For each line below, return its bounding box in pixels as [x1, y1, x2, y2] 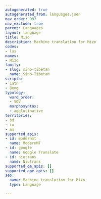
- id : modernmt [5, 136, 37, 141]
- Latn [5, 81, 19, 86]
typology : [5, 90, 26, 95]
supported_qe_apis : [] [5, 164, 52, 169]
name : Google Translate [9, 150, 58, 155]
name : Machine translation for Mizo [9, 178, 85, 183]
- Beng [5, 85, 19, 91]
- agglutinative [9, 108, 43, 114]
